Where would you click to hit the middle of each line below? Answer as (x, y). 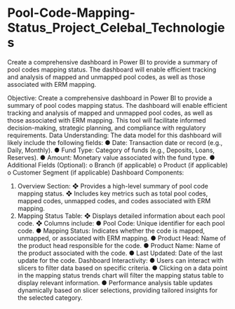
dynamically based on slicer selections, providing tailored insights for (117, 290)
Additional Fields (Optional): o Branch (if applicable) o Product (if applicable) (117, 165)
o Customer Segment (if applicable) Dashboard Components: (96, 172)
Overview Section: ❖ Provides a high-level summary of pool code (113, 186)
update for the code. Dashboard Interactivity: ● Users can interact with (121, 260)
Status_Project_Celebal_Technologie (116, 28)
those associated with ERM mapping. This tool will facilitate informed (107, 120)
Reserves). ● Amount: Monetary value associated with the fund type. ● (111, 157)
